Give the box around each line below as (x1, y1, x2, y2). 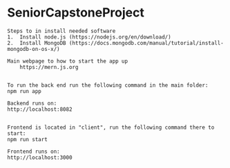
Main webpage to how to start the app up (7, 57, 128, 65)
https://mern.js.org (19, 63, 79, 70)
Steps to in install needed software (7, 28, 116, 34)
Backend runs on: (7, 100, 57, 107)
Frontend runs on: (7, 148, 60, 155)
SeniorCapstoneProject (7, 5, 145, 21)
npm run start (7, 136, 48, 143)
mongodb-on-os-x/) (7, 45, 60, 52)
